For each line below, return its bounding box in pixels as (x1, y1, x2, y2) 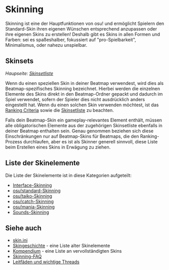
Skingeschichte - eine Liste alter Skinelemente (12, 243, 110, 249)
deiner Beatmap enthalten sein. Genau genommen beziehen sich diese (5, 128, 154, 134)
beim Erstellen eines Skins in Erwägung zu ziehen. (5, 144, 111, 150)
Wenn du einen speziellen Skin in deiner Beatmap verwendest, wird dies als (5, 80, 164, 86)
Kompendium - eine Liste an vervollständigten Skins (12, 248, 122, 254)
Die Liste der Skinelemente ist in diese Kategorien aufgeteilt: (5, 172, 132, 178)
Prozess (5, 138, 22, 144)
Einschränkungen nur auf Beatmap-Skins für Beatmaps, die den (5, 133, 139, 139)
